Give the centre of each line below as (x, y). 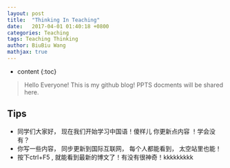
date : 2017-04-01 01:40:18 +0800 (58, 26)
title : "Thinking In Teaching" (53, 20)
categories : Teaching (38, 33)
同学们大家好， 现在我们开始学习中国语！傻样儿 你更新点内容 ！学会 (113, 131)
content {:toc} (37, 71)
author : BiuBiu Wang (37, 45)
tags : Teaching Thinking (43, 39)
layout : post (26, 13)
